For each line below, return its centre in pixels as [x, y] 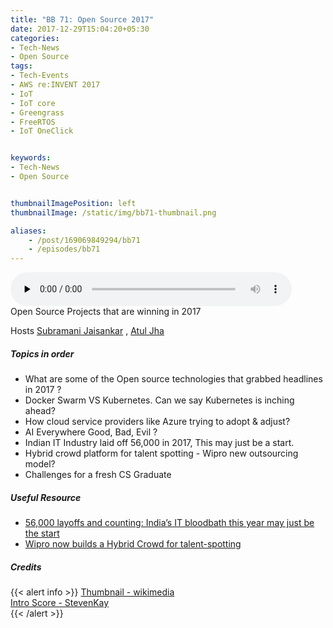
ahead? [40, 411]
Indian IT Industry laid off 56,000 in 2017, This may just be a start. [159, 443]
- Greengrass [37, 112]
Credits [26, 567]
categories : [35, 38]
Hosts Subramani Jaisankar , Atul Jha [87, 331]
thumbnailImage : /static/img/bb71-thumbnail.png [113, 212]
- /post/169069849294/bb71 [84, 240]
